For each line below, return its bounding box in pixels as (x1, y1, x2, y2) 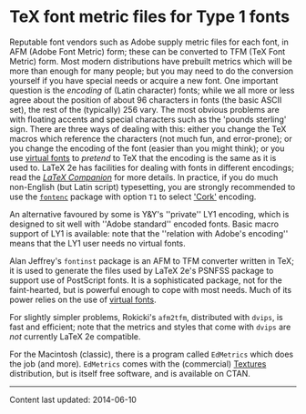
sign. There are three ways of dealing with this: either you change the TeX (9, 123, 287, 134)
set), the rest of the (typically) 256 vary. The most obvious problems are (9, 104, 280, 115)
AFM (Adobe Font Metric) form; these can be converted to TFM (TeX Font (9, 45, 286, 56)
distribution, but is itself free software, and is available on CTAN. (9, 368, 250, 379)
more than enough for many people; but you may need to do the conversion (9, 66, 294, 76)
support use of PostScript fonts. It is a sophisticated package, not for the (9, 275, 282, 286)
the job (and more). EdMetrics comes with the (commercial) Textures (9, 358, 267, 369)
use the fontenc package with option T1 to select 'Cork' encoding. (9, 191, 257, 202)
